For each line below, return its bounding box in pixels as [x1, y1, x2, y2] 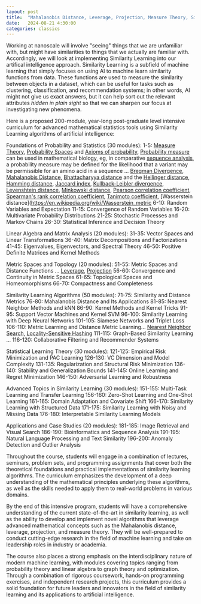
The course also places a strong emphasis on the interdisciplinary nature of [6, 553, 193, 560]
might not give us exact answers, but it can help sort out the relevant [6, 93, 175, 100]
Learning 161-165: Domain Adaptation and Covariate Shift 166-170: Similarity [6, 397, 193, 405]
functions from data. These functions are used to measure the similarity [6, 74, 183, 81]
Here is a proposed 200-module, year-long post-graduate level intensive [6, 118, 185, 125]
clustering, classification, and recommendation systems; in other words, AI [6, 86, 190, 94]
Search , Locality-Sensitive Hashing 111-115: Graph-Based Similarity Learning [6, 330, 194, 337]
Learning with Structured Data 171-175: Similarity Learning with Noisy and [6, 404, 187, 411]
